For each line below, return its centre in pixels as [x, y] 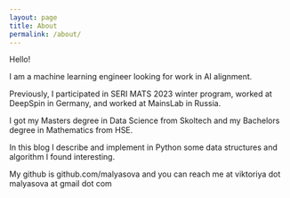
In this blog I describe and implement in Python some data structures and [144, 147]
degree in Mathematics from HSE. [71, 130]
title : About [33, 26]
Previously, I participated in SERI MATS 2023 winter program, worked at [141, 94]
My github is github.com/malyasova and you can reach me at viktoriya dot [145, 174]
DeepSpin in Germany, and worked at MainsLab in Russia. [115, 103]
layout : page [33, 17]
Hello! [20, 60]
